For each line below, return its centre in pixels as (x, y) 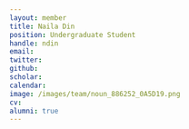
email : (22, 52)
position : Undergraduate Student (73, 35)
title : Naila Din (42, 26)
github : (24, 69)
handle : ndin (34, 43)
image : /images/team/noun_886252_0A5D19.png (95, 94)
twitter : (26, 60)
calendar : (28, 85)
